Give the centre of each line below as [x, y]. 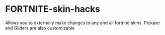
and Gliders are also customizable [40, 28]
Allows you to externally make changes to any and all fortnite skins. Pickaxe [82, 23]
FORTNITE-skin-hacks [53, 9]
